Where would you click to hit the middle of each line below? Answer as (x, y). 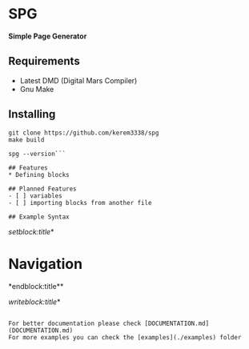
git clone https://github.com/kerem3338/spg (84, 133)
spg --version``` (37, 154)
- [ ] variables (35, 196)
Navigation (45, 264)
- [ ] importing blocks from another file (80, 203)
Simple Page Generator (48, 36)
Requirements (44, 61)
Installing (32, 114)
